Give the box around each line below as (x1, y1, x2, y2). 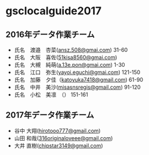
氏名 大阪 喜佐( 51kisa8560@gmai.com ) (14, 54, 117, 61)
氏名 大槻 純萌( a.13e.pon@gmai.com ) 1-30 (14, 61, 126, 68)
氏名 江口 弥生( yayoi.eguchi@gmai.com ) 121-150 (14, 69, 141, 76)
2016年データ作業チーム (5, 29, 95, 39)
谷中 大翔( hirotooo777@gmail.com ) (14, 127, 101, 134)
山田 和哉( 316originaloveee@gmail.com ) (14, 134, 113, 141)
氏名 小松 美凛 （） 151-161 (14, 91, 88, 98)
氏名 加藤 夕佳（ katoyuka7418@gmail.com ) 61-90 (14, 76, 144, 83)
